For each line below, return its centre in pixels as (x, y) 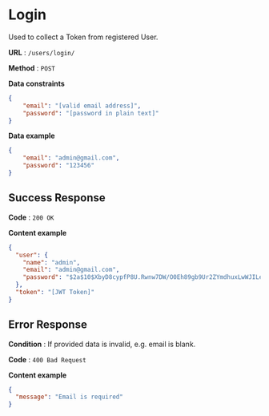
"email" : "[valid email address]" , (82, 106)
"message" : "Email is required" (70, 397)
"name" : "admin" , (52, 262)
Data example (32, 136)
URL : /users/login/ (42, 52)
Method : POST (32, 68)
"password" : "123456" (58, 166)
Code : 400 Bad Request (47, 359)
